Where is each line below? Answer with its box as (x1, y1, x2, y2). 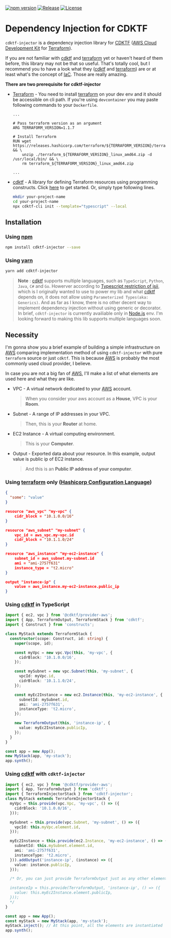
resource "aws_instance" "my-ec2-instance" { (5, 551, 103, 557)
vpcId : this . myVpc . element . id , (14, 825, 81, 830)
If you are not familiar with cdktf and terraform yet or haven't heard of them (5, 55, 163, 61)
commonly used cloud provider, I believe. (5, 360, 92, 367)
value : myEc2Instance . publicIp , (18, 725, 88, 730)
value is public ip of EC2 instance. (12, 456, 84, 462)
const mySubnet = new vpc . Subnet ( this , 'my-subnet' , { (14, 669, 133, 674)
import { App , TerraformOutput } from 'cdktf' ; (5, 787, 108, 792)
